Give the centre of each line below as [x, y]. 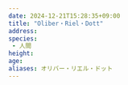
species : [23, 38]
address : [23, 31]
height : [21, 53]
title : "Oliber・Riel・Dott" [56, 23]
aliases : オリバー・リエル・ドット [61, 69]
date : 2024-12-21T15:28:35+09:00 [64, 16]
